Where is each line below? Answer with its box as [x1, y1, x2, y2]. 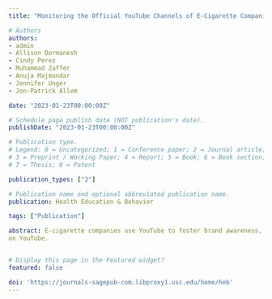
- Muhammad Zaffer [8, 64, 70, 73]
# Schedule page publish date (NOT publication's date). [8, 116, 205, 124]
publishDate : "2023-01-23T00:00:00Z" [8, 123, 136, 132]
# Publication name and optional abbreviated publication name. [8, 190, 230, 199]
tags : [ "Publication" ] [8, 212, 85, 220]
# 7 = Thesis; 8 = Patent [8, 160, 96, 169]
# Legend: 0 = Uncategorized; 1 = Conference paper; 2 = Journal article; [8, 146, 266, 154]
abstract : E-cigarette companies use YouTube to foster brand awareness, [8, 227, 263, 235]
